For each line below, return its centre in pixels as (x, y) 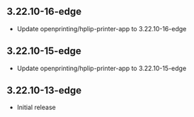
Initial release (36, 107)
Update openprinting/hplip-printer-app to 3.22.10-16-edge (102, 28)
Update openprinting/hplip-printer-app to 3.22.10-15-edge (102, 68)
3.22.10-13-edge (44, 90)
